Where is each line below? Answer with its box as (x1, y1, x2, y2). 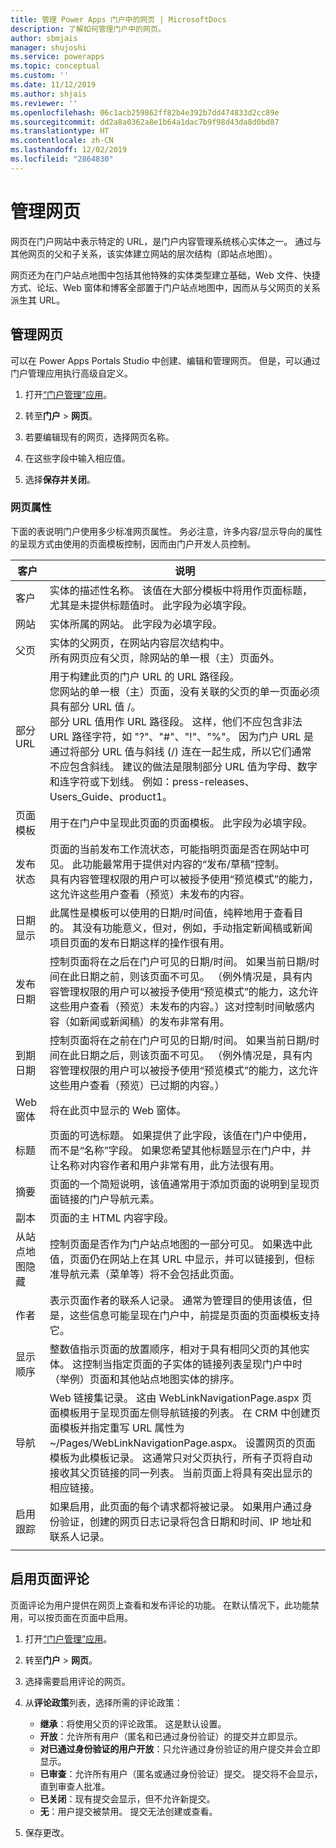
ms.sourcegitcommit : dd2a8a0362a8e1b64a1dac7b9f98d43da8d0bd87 (10, 117, 280, 127)
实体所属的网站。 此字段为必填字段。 (49, 617, 223, 631)
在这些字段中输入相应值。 (24, 452, 131, 464)
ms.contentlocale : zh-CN (10, 136, 114, 146)
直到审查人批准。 (39, 1780, 111, 1792)
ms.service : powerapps (10, 52, 105, 62)
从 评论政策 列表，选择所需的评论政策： (24, 1696, 183, 1708)
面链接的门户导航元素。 (49, 1192, 160, 1206)
